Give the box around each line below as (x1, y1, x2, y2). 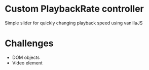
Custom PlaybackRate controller (5, 3, 144, 15)
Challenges (5, 38, 54, 49)
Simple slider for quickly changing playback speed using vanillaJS (5, 20, 143, 26)
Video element (12, 59, 43, 66)
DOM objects (12, 54, 40, 60)
